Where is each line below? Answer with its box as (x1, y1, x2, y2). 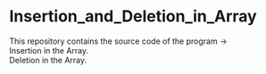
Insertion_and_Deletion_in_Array (9, 6, 257, 27)
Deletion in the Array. (9, 54, 87, 65)
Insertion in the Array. (9, 45, 89, 55)
